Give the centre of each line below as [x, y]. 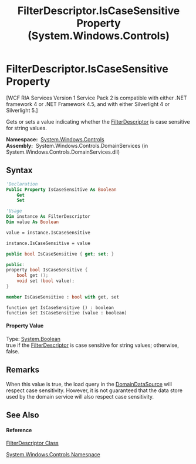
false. [13, 351]
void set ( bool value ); [46, 281]
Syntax [19, 170]
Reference [19, 430]
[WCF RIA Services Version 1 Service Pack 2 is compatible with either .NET [97, 98]
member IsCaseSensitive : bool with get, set [62, 297]
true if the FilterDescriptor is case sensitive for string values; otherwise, [92, 345]
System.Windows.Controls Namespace [53, 455]
